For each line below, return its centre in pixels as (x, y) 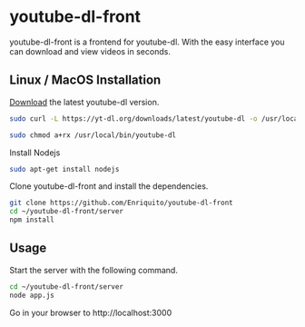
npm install (32, 220)
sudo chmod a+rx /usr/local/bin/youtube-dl (93, 135)
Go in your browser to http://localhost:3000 (91, 312)
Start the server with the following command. (94, 270)
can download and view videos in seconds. (90, 51)
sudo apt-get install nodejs (64, 169)
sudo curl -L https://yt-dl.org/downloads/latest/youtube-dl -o (133, 119)
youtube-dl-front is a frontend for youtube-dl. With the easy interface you (147, 42)
